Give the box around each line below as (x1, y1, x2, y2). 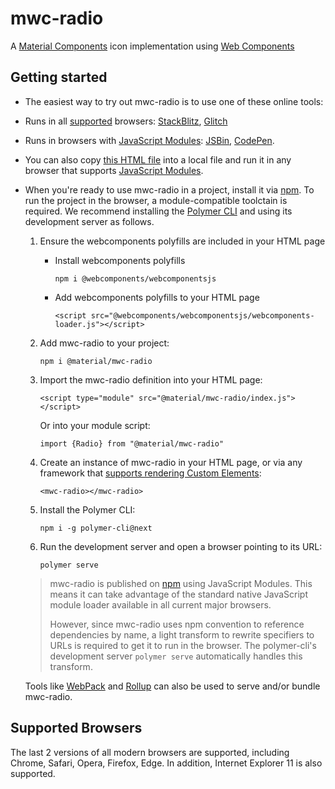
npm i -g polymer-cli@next (39, 523, 153, 533)
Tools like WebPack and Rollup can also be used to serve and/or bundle (24, 680, 321, 692)
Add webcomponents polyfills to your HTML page (54, 291, 260, 303)
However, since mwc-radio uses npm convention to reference (49, 618, 305, 630)
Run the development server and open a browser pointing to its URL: (39, 540, 323, 552)
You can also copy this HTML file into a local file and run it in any (24, 153, 292, 166)
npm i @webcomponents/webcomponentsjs (54, 273, 217, 284)
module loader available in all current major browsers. (49, 598, 272, 611)
